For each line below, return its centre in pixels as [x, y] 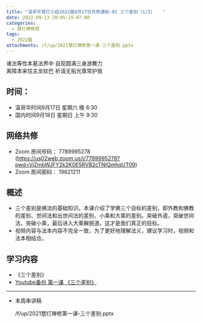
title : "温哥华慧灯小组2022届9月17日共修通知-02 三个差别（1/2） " [86, 12]
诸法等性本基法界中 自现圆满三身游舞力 [54, 63]
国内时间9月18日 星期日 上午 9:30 [56, 114]
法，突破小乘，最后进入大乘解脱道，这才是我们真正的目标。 [89, 223]
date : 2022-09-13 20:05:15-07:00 [48, 17]
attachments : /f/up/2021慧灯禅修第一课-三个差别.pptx [70, 46]
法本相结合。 [31, 238]
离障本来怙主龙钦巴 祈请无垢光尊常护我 [54, 71]
